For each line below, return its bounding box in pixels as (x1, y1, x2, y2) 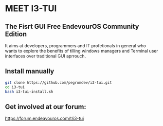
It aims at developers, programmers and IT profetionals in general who (5, 43, 146, 49)
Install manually (5, 67, 54, 75)
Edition (5, 30, 27, 38)
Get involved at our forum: (5, 103, 87, 111)
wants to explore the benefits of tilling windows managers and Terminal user (5, 48, 158, 54)
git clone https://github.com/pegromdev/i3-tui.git (5, 80, 112, 85)
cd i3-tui (5, 85, 25, 90)
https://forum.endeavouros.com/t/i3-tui (5, 115, 84, 122)
